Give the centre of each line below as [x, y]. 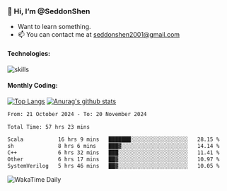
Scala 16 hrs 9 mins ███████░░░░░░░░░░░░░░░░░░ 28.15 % [113, 140]
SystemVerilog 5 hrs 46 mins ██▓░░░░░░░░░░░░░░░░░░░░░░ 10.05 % [113, 166]
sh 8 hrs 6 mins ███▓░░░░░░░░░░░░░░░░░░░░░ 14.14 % [113, 146]
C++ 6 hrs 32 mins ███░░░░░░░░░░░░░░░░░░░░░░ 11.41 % [113, 153]
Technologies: [29, 53]
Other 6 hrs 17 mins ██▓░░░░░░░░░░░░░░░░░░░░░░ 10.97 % [113, 160]
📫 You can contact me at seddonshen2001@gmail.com [99, 35]
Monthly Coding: [33, 86]
